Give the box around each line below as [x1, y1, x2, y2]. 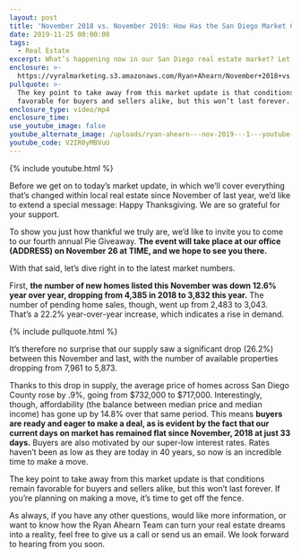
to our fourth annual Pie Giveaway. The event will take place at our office [9, 235, 281, 247]
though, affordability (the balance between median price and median [9, 398, 262, 409]
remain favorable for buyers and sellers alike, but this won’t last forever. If [9, 483, 280, 493]
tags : [9, 38, 30, 48]
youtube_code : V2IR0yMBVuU [9, 138, 110, 147]
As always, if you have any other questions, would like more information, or [9, 510, 287, 520]
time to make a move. [9, 456, 89, 466]
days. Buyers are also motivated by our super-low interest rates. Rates [9, 437, 271, 448]
